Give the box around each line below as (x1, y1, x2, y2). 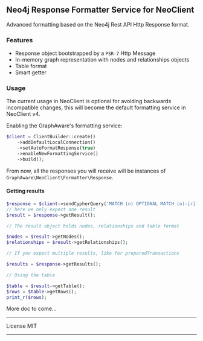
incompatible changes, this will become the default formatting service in (6, 104, 186, 111)
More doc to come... (6, 305, 57, 313)
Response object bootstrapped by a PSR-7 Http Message (14, 49, 156, 57)
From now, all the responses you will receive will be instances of (6, 167, 166, 174)
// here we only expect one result (6, 206, 96, 212)
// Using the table (6, 272, 56, 278)
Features (6, 36, 33, 44)
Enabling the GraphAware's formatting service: (6, 122, 123, 129)
